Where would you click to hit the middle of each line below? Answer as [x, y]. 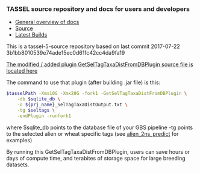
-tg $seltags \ [36, 110]
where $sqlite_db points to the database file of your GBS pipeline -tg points [100, 127]
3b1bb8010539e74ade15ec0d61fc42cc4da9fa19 [66, 53]
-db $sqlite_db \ [39, 99]
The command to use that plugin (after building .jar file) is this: [83, 82]
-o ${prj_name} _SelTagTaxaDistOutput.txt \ [73, 105]
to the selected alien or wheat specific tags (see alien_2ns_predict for [92, 133]
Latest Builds [31, 35]
